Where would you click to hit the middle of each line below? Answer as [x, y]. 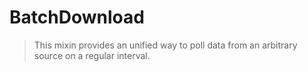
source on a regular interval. [92, 55]
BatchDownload [77, 17]
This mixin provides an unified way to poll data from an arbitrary [165, 45]
